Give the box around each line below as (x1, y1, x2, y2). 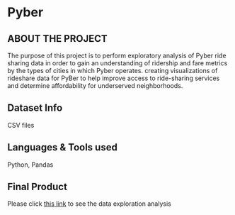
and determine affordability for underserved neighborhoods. (7, 82, 183, 89)
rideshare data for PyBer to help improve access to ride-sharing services (7, 74, 220, 82)
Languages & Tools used (7, 141, 118, 153)
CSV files (7, 121, 35, 129)
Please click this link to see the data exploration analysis (7, 199, 171, 208)
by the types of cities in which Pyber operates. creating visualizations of (7, 67, 218, 75)
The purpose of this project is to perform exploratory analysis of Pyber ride (7, 51, 227, 60)
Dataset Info (7, 102, 63, 114)
